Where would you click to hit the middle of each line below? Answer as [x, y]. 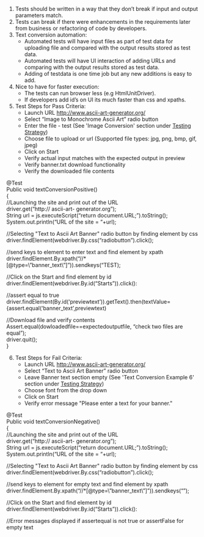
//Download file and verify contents [51, 320]
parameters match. [39, 15]
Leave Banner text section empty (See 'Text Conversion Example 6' [109, 377]
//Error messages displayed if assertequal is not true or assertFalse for [95, 521]
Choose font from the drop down [66, 390]
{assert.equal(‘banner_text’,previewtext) [56, 308]
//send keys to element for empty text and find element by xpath [87, 484]
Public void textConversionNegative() [53, 422]
